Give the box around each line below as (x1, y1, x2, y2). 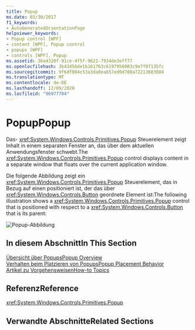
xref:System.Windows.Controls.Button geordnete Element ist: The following (6, 191, 187, 198)
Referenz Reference (6, 283, 79, 293)
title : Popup (6, 8, 38, 15)
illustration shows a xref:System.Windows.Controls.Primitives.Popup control (6, 197, 190, 204)
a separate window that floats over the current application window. (6, 160, 168, 168)
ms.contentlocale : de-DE (6, 80, 67, 86)
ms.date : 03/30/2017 (6, 14, 57, 20)
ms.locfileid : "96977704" (6, 91, 69, 97)
